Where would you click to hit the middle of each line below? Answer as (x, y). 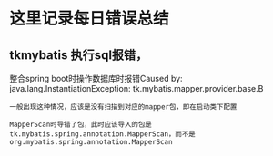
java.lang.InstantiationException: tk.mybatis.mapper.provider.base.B (136, 88)
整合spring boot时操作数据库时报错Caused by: (96, 78)
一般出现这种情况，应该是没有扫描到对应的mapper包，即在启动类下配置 (123, 107)
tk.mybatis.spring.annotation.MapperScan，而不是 (102, 134)
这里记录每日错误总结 (90, 19)
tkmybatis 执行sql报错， (79, 55)
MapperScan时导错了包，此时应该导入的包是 (81, 124)
